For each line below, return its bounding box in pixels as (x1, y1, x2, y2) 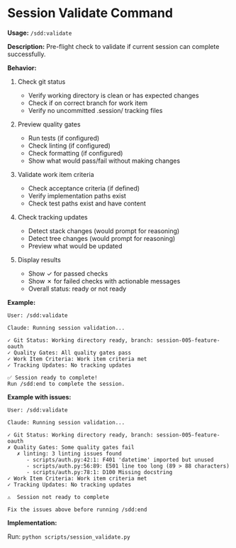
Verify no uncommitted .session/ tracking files (28, 106, 163, 114)
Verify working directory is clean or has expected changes (28, 91, 200, 100)
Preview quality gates (17, 119, 81, 129)
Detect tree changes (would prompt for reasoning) (28, 234, 176, 242)
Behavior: (7, 63, 37, 72)
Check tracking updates (17, 213, 88, 221)
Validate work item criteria (17, 170, 94, 178)
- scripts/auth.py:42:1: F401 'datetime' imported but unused (26, 456, 214, 463)
